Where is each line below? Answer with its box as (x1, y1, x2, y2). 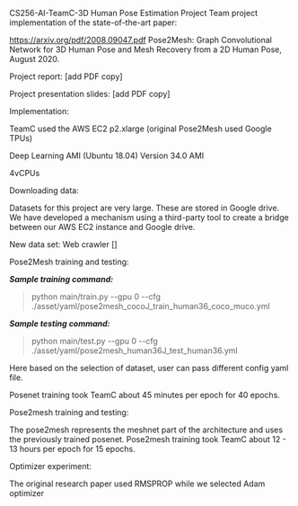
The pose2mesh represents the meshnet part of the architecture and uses (9, 424, 284, 435)
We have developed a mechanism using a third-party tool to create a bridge (9, 212, 289, 223)
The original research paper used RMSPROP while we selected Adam (9, 478, 266, 489)
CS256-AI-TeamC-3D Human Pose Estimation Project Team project (9, 8, 259, 18)
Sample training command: (9, 274, 114, 284)
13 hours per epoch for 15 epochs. (9, 444, 136, 454)
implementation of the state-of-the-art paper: (9, 17, 178, 28)
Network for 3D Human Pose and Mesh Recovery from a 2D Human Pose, (9, 44, 283, 55)
